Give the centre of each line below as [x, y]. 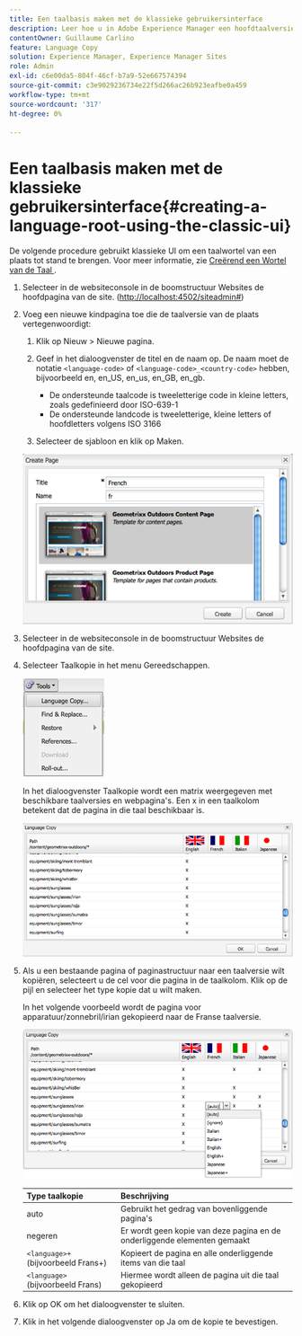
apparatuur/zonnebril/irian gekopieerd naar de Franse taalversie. [142, 1017]
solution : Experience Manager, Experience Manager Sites [118, 57]
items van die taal [153, 1262]
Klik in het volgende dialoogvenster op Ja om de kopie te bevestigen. [150, 1322]
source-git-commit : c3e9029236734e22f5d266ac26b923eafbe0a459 [128, 85]
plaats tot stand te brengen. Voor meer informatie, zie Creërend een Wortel [148, 261]
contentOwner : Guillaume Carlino [72, 38]
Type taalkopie [55, 1196]
